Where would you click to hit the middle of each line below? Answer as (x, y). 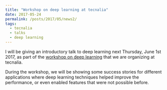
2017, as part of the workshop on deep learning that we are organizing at (80, 57)
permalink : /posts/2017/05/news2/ (41, 19)
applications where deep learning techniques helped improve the (72, 77)
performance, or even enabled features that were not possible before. (77, 82)
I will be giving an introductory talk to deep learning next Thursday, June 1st (83, 51)
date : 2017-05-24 (23, 14)
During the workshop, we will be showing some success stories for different (83, 72)
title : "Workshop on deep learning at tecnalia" (57, 10)
